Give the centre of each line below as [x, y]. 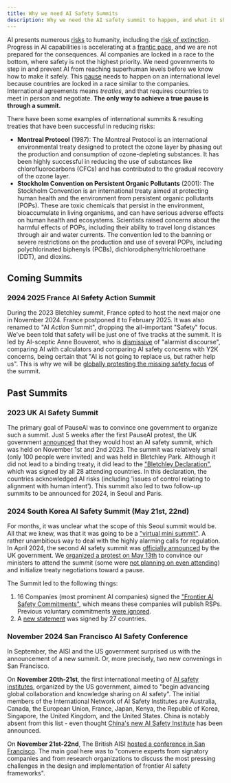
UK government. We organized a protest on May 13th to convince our [105, 556]
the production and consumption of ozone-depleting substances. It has [118, 154]
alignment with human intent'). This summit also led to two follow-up [104, 486]
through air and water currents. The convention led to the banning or [114, 234]
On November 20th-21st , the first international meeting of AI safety [103, 680]
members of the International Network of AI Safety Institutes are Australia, [112, 701]
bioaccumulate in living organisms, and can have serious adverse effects [120, 212]
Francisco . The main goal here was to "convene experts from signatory [108, 751]
